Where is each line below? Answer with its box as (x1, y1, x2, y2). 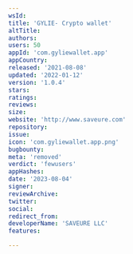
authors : (8, 34, 37, 42)
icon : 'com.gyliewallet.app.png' (8, 137, 119, 146)
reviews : (8, 101, 37, 109)
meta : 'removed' (8, 153, 62, 161)
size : (8, 109, 26, 117)
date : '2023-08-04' (8, 175, 73, 184)
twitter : (8, 197, 37, 205)
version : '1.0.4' (8, 78, 66, 86)
